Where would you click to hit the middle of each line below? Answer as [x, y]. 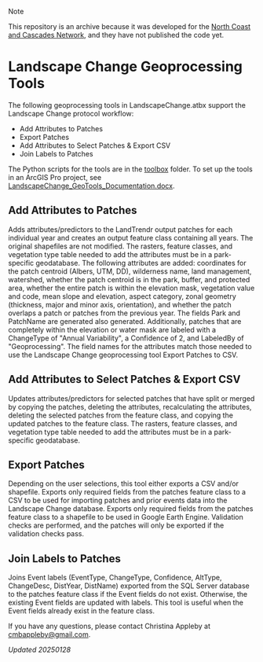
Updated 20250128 [40, 650]
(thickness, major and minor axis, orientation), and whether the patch [120, 304]
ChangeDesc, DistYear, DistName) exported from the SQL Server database [129, 586]
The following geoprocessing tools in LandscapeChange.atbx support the [127, 105]
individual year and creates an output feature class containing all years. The [131, 237]
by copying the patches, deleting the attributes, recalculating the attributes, [130, 406]
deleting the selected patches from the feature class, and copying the [121, 415]
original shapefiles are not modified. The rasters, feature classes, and [121, 246]
